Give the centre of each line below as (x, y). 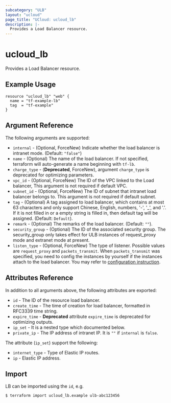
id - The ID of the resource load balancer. (56, 300)
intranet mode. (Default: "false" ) (47, 153)
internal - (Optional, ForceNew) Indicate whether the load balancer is (86, 148)
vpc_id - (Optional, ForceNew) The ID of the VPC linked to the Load (83, 180)
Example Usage (31, 85)
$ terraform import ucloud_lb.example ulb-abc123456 (63, 396)
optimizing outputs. (33, 322)
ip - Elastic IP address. (37, 358)
